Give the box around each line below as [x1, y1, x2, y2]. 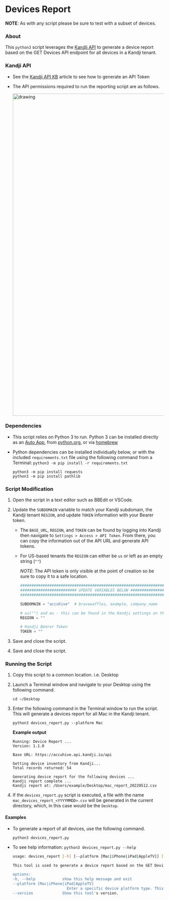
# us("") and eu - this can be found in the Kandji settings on [20, 611, 158, 616]
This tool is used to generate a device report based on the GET [12, 863, 152, 868]
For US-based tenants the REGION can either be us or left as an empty [20, 553, 163, 559]
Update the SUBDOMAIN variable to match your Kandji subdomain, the [12, 507, 152, 513]
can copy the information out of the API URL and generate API [20, 538, 149, 544]
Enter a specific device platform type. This [66, 886, 164, 891]
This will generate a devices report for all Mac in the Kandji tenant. [12, 711, 150, 717]
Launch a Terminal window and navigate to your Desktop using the [12, 682, 151, 688]
